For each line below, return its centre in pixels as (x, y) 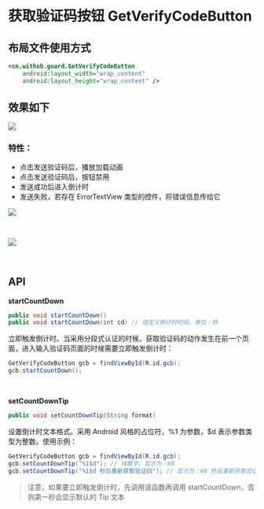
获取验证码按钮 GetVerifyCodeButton (130, 16)
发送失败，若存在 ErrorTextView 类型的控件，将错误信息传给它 (120, 196)
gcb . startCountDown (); (45, 371)
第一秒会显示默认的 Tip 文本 (79, 496)
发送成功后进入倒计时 (54, 187)
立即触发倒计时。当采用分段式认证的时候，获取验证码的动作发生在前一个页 (128, 339)
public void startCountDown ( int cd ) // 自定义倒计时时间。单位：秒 (113, 323)
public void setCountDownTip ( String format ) (82, 416)
